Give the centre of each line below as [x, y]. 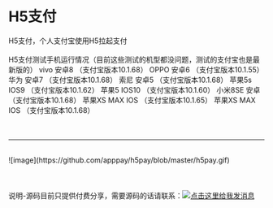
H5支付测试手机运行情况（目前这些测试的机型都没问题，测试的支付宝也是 [131, 59]
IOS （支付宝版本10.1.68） [52, 110]
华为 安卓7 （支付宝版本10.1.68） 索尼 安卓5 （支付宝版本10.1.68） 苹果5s [130, 80]
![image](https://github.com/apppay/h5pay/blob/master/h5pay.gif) [119, 160]
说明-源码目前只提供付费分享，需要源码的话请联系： [95, 195]
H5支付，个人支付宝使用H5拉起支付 [68, 41]
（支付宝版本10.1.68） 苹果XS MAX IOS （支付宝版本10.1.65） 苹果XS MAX [132, 100]
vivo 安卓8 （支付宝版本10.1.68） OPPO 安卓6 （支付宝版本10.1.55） [151, 69]
